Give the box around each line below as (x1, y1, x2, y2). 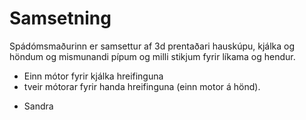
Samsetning (9, 7, 112, 30)
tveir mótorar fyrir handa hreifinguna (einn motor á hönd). (23, 80, 261, 92)
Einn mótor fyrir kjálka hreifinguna (23, 70, 164, 82)
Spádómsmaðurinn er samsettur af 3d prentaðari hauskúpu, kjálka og (9, 40, 296, 52)
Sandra (23, 100, 54, 112)
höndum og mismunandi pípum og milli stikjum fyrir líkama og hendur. (9, 50, 296, 62)
